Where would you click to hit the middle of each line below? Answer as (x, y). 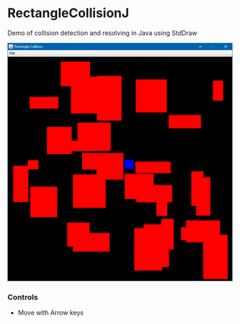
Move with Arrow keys (51, 313)
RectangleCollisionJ (69, 13)
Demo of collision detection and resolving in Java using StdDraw (102, 33)
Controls (23, 298)
